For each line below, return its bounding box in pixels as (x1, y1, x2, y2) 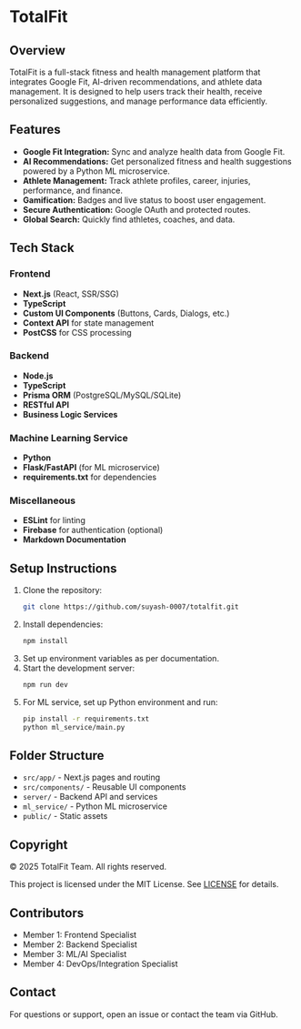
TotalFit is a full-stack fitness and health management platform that (9, 66, 261, 77)
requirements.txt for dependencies (22, 471, 157, 483)
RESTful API (22, 398, 70, 410)
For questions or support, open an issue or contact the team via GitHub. (9, 1008, 279, 1020)
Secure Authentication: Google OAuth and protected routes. (22, 204, 252, 215)
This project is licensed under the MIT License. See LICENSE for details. (9, 879, 279, 890)
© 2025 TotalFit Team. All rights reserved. (9, 862, 167, 873)
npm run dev (22, 680, 68, 689)
